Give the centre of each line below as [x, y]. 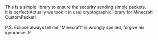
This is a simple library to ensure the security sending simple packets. [76, 7]
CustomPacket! [20, 17]
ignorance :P [18, 33]
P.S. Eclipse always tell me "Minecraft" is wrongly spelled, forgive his [75, 27]
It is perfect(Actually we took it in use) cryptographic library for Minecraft [79, 12]
